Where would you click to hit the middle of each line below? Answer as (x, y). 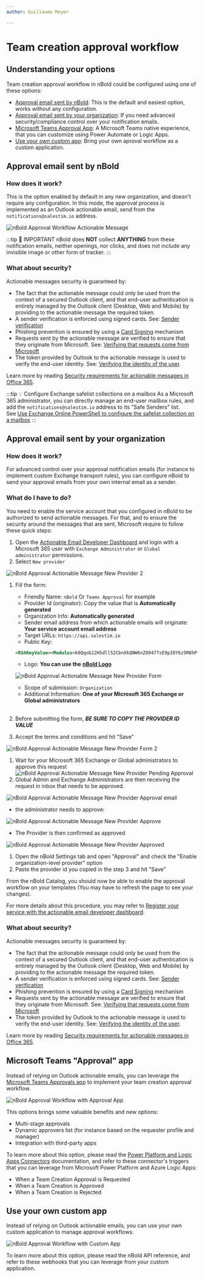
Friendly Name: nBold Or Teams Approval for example (90, 597)
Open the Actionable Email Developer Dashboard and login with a (97, 542)
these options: (24, 90)
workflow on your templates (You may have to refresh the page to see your (100, 887)
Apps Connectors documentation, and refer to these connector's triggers (98, 1161)
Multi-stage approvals (42, 1124)
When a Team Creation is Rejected (58, 1192)
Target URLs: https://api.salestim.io (72, 635)
